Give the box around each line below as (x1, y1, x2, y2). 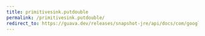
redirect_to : (6, 20, 40, 26)
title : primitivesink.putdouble (6, 9, 88, 15)
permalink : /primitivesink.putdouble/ (6, 15, 105, 21)
